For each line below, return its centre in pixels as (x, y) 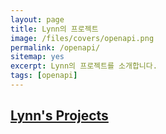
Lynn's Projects (59, 116)
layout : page (37, 19)
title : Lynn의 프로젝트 (54, 29)
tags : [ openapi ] (44, 76)
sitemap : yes (37, 57)
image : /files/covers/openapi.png (82, 38)
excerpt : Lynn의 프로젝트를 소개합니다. (84, 66)
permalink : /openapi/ (55, 47)
